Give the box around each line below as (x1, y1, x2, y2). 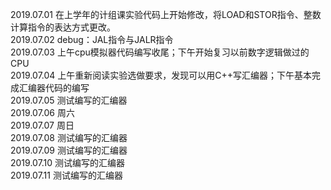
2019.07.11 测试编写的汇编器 (10, 169, 123, 181)
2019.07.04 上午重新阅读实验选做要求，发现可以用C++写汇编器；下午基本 (10, 69, 313, 81)
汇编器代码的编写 (18, 82, 90, 93)
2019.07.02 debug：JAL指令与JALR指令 (10, 34, 174, 45)
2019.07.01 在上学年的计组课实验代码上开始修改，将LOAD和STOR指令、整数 (10, 9, 322, 20)
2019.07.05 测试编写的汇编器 (10, 94, 128, 106)
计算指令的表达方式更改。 (10, 21, 116, 33)
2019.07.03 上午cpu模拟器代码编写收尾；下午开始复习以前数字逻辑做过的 (10, 46, 310, 58)
